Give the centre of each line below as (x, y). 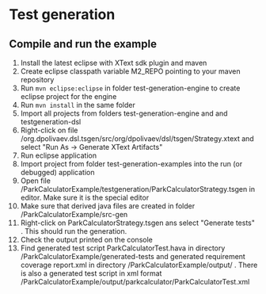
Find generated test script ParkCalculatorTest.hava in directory (123, 248)
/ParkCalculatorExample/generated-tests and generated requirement (133, 256)
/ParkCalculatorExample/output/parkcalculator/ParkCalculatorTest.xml (135, 282)
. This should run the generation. (74, 231)
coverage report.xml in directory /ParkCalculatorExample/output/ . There (139, 265)
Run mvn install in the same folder (78, 105)
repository (37, 80)
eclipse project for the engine (68, 96)
